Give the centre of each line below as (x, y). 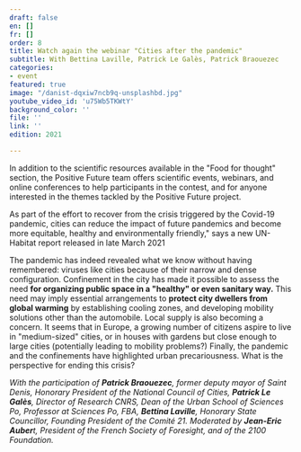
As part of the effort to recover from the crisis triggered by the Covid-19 (142, 214)
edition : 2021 (36, 135)
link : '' (26, 127)
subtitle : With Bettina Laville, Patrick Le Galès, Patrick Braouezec (144, 59)
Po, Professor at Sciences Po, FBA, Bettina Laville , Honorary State (133, 411)
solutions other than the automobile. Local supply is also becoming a (136, 317)
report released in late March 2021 (102, 243)
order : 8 (26, 43)
